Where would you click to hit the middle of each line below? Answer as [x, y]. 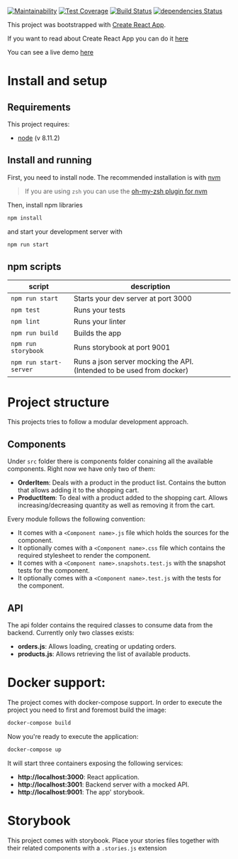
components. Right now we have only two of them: [81, 469]
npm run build [35, 333]
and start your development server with [65, 232]
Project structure [58, 402]
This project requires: [39, 124]
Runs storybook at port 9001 [122, 347]
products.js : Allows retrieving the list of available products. [104, 654]
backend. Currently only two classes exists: [71, 632]
